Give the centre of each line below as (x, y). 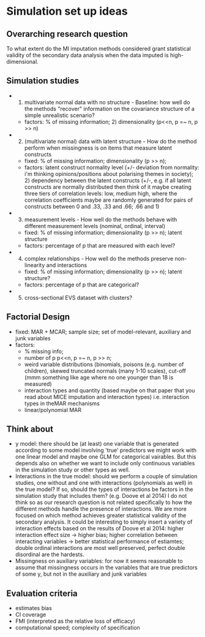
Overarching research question (67, 34)
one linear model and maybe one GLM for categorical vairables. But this (106, 457)
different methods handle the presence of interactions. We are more (101, 509)
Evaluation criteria (42, 593)
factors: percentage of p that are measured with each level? (100, 245)
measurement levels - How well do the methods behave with (101, 219)
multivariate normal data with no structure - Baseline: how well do (107, 102)
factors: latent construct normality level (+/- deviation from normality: (112, 167)
